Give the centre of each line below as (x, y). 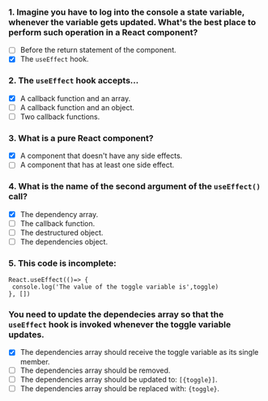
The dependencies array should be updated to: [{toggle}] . (119, 379)
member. (35, 361)
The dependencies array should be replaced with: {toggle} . (120, 388)
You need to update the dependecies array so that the (116, 314)
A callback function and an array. (75, 98)
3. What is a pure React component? (81, 138)
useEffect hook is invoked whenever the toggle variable (120, 325)
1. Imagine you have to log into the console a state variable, (127, 12)
